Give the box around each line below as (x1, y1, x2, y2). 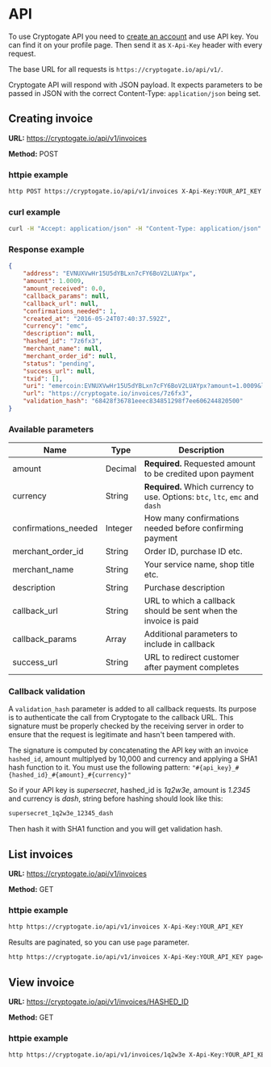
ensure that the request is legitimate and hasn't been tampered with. (8, 730, 236, 740)
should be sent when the (144, 606, 238, 617)
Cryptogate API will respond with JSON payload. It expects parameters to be (8, 80, 263, 90)
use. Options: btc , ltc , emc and (144, 491, 259, 502)
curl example (8, 206, 60, 218)
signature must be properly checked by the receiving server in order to (8, 721, 244, 731)
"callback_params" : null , (23, 292, 110, 300)
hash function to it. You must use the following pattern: (8, 763, 191, 773)
